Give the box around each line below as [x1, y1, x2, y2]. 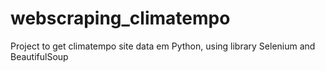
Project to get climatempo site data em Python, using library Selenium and [10, 40, 316, 52]
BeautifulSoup [10, 50, 69, 62]
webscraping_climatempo [10, 7, 231, 30]
